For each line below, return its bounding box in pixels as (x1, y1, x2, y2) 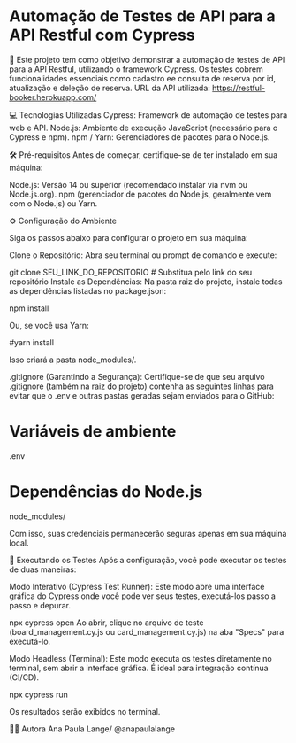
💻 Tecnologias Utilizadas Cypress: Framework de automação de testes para (9, 109, 288, 120)
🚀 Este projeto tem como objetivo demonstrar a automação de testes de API (9, 54, 285, 65)
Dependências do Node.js (9, 482, 203, 502)
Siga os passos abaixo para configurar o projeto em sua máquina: (9, 232, 249, 243)
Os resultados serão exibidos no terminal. (9, 706, 161, 716)
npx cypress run (9, 689, 69, 700)
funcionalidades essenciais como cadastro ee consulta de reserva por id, (9, 73, 277, 83)
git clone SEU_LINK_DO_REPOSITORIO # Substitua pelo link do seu (9, 267, 253, 277)
